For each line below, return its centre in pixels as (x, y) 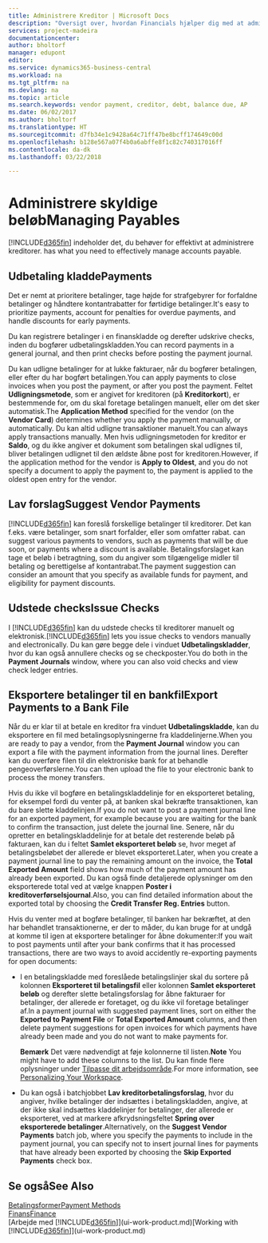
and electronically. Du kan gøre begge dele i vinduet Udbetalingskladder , (130, 644)
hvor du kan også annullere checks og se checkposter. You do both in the (128, 653)
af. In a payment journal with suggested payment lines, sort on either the (138, 1011)
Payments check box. (56, 1161)
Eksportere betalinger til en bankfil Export (113, 695)
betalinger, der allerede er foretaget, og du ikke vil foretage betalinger (134, 1002)
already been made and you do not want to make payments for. (124, 1037)
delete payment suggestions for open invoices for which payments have (138, 1028)
